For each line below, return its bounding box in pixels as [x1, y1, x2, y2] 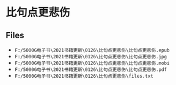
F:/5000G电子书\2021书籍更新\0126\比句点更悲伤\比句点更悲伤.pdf [14, 67, 167, 73]
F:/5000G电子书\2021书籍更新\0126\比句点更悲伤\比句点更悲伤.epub [14, 47, 170, 53]
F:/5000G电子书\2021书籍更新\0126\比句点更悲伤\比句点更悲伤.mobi [14, 60, 170, 66]
